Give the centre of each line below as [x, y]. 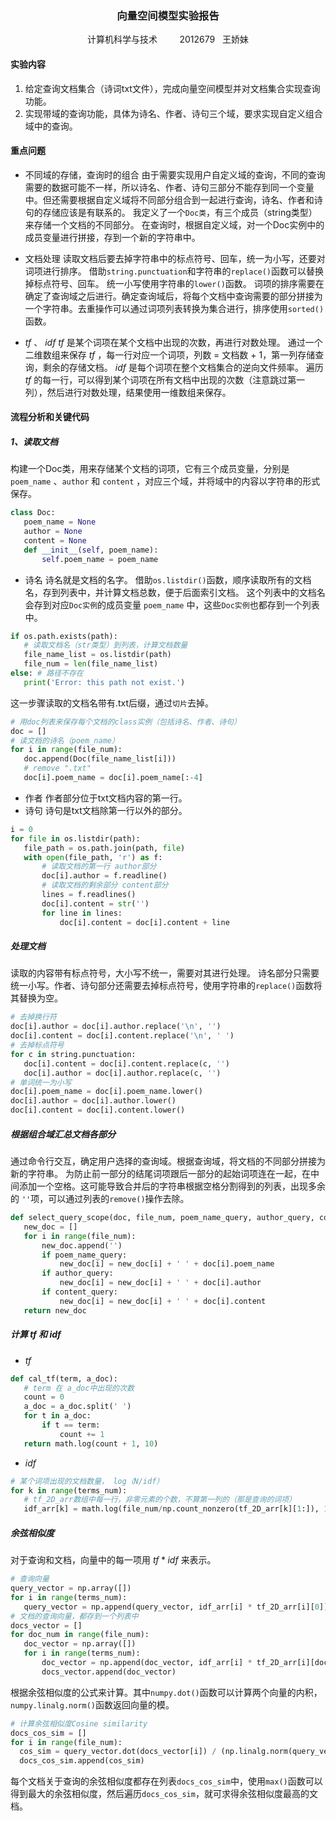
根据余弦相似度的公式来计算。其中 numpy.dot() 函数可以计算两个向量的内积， [166, 1692]
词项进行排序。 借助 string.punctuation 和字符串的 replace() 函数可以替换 [174, 271]
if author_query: [77, 1273]
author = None [53, 532]
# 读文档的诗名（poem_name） [65, 740]
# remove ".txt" [57, 768]
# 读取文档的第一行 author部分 [99, 867]
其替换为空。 [36, 998]
